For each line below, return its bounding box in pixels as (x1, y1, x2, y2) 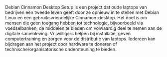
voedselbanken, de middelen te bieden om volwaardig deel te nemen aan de (5, 25, 162, 31)
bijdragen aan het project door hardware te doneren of (5, 41, 117, 47)
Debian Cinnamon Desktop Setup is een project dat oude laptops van (5, 4, 147, 10)
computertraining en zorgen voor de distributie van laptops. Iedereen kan (5, 36, 156, 42)
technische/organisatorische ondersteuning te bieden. (5, 47, 117, 52)
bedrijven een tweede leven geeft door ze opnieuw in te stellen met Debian (5, 9, 160, 15)
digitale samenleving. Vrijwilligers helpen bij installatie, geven (5, 31, 131, 36)
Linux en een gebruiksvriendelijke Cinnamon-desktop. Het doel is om (5, 15, 147, 20)
